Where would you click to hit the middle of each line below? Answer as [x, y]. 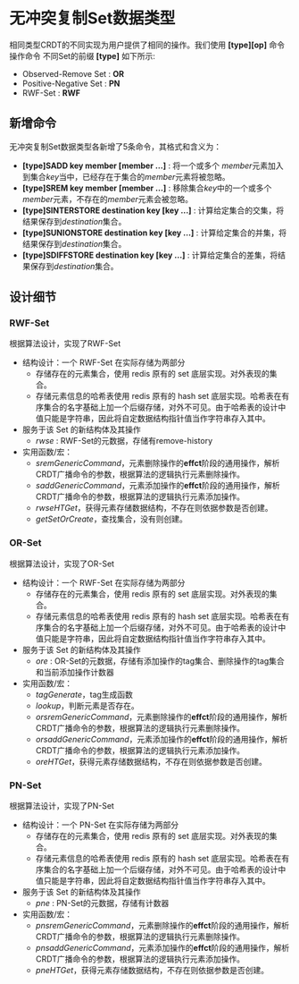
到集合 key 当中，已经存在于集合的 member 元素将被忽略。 [126, 176]
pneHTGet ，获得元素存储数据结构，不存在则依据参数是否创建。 [152, 971]
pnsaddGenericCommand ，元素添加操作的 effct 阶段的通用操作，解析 [162, 948]
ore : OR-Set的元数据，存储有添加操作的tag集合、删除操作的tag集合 [160, 661]
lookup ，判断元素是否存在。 [87, 705]
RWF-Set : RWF [51, 93]
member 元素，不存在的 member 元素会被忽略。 [108, 199]
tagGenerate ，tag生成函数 [84, 694]
